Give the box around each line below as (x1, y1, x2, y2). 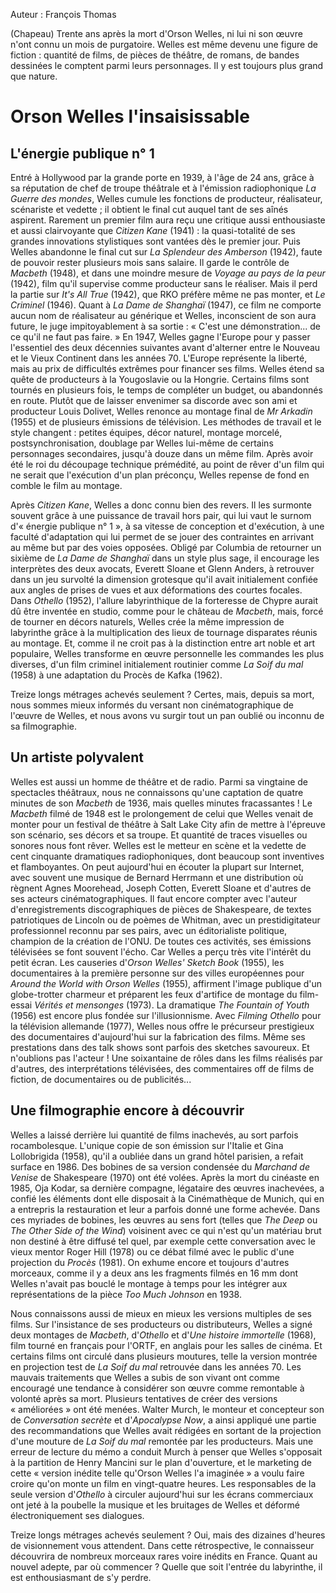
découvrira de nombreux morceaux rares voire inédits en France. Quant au (10, 1550, 318, 1562)
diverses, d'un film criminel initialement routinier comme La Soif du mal (10, 659, 304, 670)
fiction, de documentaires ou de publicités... (10, 1073, 192, 1085)
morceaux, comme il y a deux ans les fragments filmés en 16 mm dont (10, 1267, 299, 1279)
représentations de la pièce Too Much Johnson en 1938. (10, 1288, 242, 1300)
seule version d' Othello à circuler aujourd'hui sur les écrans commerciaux (10, 1488, 314, 1500)
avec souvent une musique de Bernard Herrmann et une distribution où (10, 871, 304, 883)
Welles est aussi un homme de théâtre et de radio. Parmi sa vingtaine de (10, 775, 309, 788)
